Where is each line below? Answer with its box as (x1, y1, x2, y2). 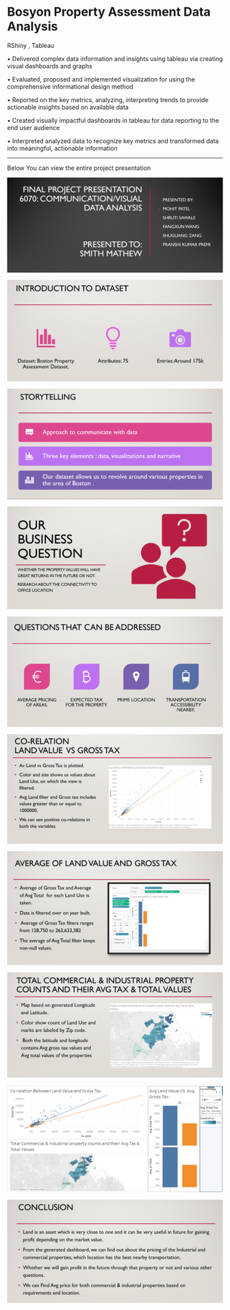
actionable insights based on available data (7, 103, 129, 111)
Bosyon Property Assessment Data (7, 4, 211, 20)
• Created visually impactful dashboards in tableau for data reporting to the (7, 116, 219, 124)
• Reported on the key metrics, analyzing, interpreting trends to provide (7, 95, 209, 103)
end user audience (7, 123, 60, 132)
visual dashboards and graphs (7, 62, 92, 70)
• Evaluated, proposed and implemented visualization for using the (7, 75, 195, 83)
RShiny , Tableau (7, 41, 55, 49)
